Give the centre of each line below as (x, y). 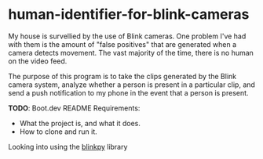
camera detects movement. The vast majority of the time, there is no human (131, 52)
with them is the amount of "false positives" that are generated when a (122, 44)
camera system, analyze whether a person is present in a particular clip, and (131, 85)
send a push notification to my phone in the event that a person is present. (128, 92)
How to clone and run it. (58, 132)
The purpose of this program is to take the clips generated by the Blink (122, 76)
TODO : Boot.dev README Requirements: (74, 108)
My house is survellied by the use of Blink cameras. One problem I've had (127, 36)
